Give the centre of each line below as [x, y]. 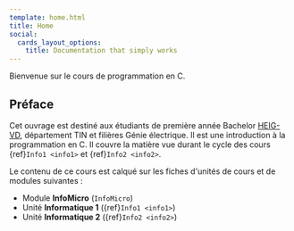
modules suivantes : [46, 180]
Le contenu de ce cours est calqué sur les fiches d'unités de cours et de [143, 171]
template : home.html [48, 17]
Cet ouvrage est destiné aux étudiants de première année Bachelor [133, 125]
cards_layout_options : [59, 42]
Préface [32, 104]
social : [24, 34]
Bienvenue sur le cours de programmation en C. [97, 76]
